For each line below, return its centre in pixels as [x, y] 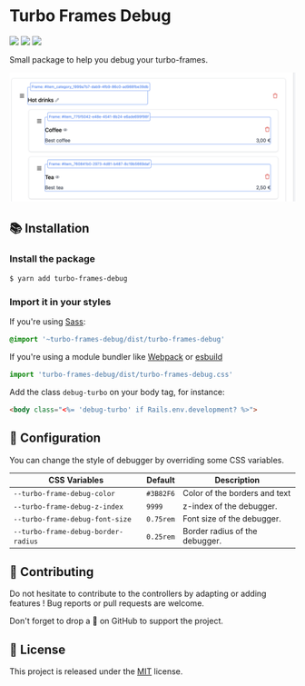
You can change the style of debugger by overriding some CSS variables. [147, 460]
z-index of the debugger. [230, 506]
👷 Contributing [52, 572]
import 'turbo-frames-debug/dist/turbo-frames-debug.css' [121, 375]
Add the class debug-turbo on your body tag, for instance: [117, 392]
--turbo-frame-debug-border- [69, 532]
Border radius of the [220, 532]
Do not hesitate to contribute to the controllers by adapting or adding [138, 594]
